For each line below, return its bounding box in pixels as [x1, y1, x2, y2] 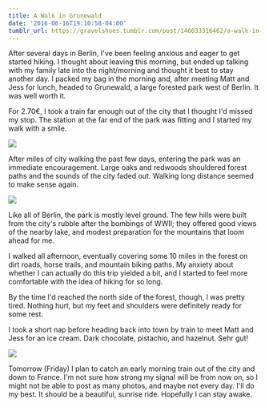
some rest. [8, 309, 44, 319]
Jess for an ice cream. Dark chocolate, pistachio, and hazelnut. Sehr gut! [8, 333, 249, 343]
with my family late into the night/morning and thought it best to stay [8, 66, 234, 75]
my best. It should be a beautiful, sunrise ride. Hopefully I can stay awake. [8, 389, 253, 399]
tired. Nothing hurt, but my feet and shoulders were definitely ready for [8, 301, 243, 311]
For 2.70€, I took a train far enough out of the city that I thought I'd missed [8, 107, 254, 116]
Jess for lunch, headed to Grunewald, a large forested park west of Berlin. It [8, 83, 259, 92]
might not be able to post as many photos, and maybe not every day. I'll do [8, 381, 255, 391]
